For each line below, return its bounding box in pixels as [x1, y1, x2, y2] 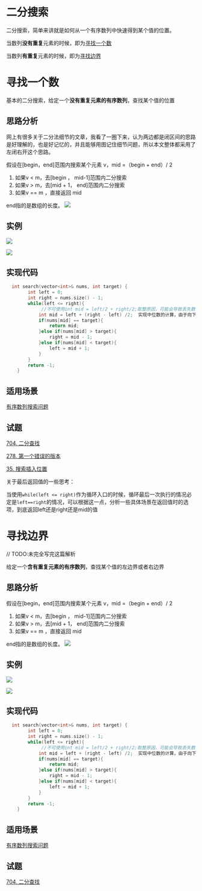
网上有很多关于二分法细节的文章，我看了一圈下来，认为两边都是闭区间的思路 [6, 133, 196, 140]
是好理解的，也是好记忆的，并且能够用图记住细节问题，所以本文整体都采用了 [6, 140, 196, 148]
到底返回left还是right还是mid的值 [16, 506, 98, 513]
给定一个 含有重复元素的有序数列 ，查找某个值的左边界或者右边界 [6, 563, 164, 570]
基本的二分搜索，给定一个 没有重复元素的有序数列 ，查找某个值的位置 [6, 96, 175, 104]
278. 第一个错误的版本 [6, 452, 61, 459]
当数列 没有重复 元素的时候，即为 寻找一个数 [6, 39, 112, 46]
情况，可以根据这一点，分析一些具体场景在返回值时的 [51, 498, 183, 505]
